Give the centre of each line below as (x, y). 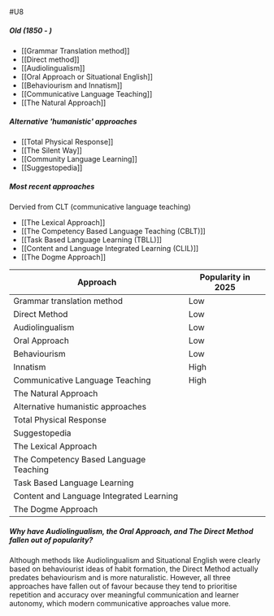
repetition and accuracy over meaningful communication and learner (124, 594)
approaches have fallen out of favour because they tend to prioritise (123, 586)
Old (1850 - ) (30, 30)
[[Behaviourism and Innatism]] (72, 85)
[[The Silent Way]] (51, 150)
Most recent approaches (52, 186)
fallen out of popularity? (51, 540)
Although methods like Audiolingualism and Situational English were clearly (135, 560)
